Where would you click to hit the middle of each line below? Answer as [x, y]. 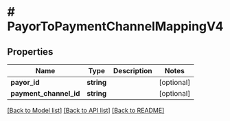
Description [133, 71]
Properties [30, 52]
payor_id [25, 82]
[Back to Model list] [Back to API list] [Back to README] [86, 110]
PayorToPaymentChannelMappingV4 [115, 26]
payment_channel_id [45, 93]
